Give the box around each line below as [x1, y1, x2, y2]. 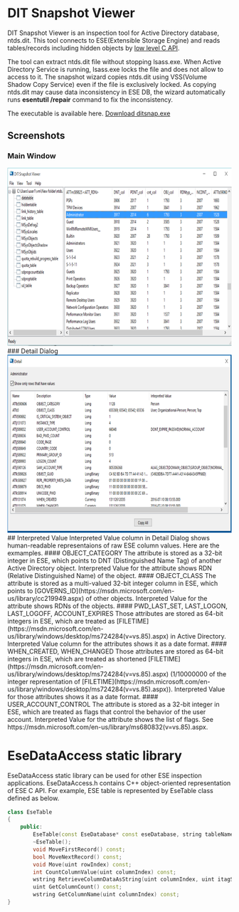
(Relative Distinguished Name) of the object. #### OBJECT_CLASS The [7, 571, 217, 580]
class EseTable [7, 808, 53, 816]
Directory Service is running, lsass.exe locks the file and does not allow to [7, 65, 224, 73]
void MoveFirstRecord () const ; [33, 846, 126, 853]
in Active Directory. [170, 631, 226, 640]
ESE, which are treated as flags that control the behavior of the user [7, 707, 206, 716]
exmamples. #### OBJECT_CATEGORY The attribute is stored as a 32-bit [7, 548, 223, 557]
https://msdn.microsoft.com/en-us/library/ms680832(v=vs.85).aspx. [7, 723, 208, 731]
